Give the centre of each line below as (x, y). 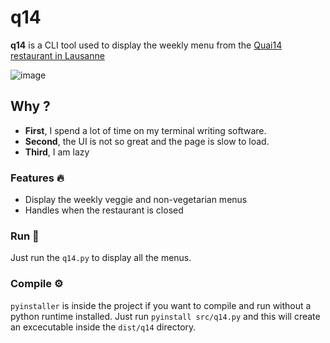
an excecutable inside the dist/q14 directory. (103, 327)
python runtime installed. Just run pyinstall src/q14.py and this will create (165, 316)
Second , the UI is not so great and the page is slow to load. (147, 141)
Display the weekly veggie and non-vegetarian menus (136, 200)
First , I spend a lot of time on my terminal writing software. (145, 130)
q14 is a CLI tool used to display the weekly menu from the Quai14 (146, 45)
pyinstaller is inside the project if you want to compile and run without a (161, 305)
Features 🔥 (37, 178)
